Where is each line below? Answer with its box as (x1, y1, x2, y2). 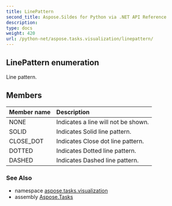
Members (6, 91, 42, 101)
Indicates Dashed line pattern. (56, 156, 139, 164)
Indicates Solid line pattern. (56, 127, 131, 135)
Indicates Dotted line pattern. (56, 147, 137, 155)
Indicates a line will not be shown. (56, 118, 149, 126)
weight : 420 (6, 31, 35, 36)
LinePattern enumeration (6, 58, 100, 68)
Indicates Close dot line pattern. (56, 137, 144, 145)
